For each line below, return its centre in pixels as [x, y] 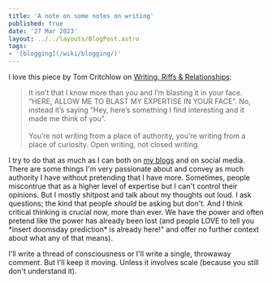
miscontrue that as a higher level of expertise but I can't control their [123, 186]
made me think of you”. [67, 118]
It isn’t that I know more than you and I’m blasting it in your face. [135, 93]
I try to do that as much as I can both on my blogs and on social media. [127, 160]
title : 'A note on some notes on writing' [81, 16]
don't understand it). [43, 271]
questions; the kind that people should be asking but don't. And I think [126, 203]
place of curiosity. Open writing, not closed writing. [114, 144]
